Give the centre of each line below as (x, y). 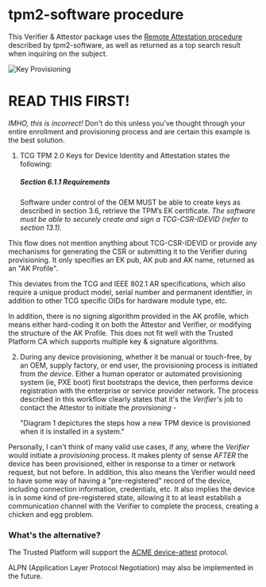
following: (36, 164)
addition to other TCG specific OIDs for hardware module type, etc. (118, 301)
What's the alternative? (54, 535)
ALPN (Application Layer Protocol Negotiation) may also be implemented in (131, 568)
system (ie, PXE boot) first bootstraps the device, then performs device (136, 382)
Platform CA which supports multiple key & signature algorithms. (114, 341)
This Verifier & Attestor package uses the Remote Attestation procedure (125, 37)
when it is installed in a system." (72, 431)
